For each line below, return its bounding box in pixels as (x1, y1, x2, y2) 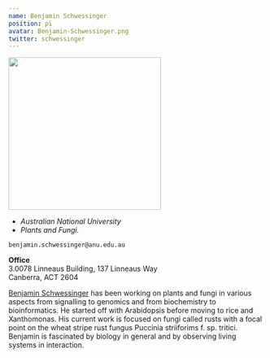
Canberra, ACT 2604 (8, 273, 79, 282)
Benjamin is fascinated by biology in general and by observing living (8, 331, 237, 342)
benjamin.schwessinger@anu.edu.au (8, 241, 126, 249)
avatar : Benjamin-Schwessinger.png (8, 27, 129, 35)
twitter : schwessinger (8, 34, 85, 43)
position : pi (8, 20, 53, 28)
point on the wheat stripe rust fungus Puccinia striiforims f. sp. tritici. (8, 323, 238, 333)
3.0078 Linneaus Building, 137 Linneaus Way (8, 264, 158, 273)
